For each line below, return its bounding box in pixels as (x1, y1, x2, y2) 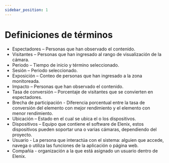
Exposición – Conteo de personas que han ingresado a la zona (12, 73, 143, 79)
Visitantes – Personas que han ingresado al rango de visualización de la (12, 51, 161, 57)
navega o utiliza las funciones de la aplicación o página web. (12, 142, 139, 148)
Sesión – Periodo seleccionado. (12, 67, 78, 73)
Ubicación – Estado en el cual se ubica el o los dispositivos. (12, 116, 136, 122)
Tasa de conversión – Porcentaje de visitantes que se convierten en (12, 89, 153, 95)
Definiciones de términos (5, 29, 113, 40)
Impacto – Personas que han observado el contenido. (12, 83, 123, 89)
